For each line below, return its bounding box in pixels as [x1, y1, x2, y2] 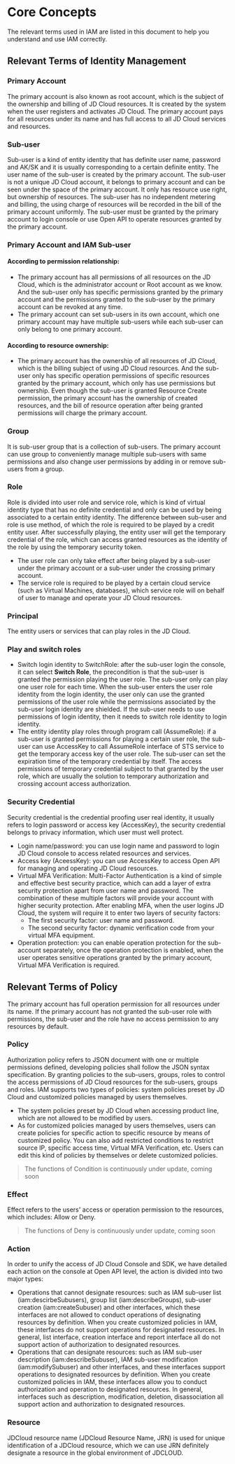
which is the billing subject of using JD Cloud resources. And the [17, 364, 204, 372]
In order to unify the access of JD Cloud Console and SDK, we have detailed [7, 1260, 227, 1268]
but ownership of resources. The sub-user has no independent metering [7, 192, 216, 201]
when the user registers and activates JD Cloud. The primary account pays [7, 107, 224, 116]
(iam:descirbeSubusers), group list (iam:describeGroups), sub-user [17, 1296, 212, 1304]
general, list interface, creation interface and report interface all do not [17, 1333, 221, 1341]
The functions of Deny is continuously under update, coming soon [24, 1226, 215, 1235]
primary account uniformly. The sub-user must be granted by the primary [7, 208, 219, 216]
